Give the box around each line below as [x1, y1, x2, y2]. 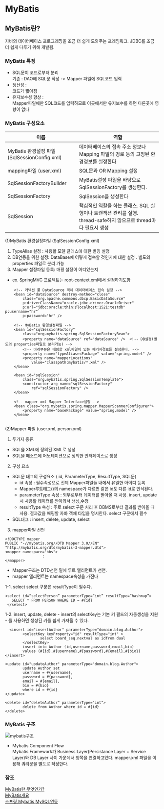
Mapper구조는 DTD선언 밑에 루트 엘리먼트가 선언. [12, 567, 107, 573]
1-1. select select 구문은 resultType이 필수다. [5, 584, 92, 589]
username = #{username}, [22, 670, 73, 675]
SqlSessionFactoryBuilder [7, 180, 67, 187]
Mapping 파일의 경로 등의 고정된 [79, 150, 150, 157]
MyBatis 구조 [5, 721, 36, 728]
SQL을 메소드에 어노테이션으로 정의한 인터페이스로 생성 [12, 452, 118, 459]
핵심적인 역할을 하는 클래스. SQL [79, 202, 150, 209]
